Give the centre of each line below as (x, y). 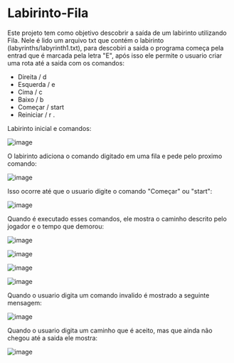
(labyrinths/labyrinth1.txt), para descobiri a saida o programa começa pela (116, 48)
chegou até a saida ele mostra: (53, 338)
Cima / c (30, 92)
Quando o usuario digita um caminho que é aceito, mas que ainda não (110, 330)
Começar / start (41, 107)
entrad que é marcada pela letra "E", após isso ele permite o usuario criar (115, 56)
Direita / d (32, 77)
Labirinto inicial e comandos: (49, 128)
